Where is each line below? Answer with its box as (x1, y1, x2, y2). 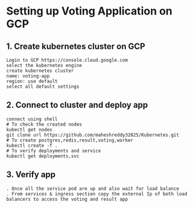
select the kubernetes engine (6, 62, 83, 68)
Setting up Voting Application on (6, 4, 173, 18)
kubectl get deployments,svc (6, 153, 80, 159)
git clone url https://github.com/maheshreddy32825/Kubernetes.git (6, 132, 180, 138)
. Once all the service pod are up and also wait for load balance (6, 186, 180, 192)
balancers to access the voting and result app (6, 196, 128, 202)
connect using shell (6, 116, 59, 122)
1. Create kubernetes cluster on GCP (6, 41, 146, 51)
